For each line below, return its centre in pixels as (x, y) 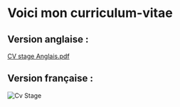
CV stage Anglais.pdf (38, 56)
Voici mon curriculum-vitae (90, 13)
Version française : (51, 78)
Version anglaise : (48, 39)
